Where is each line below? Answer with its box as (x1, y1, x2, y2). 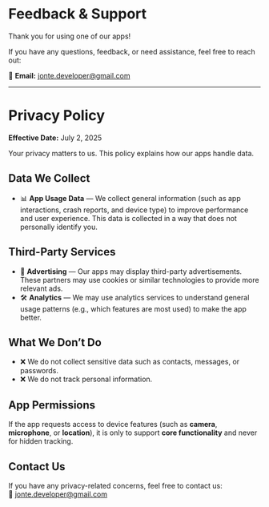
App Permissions (8, 398, 96, 412)
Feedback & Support (8, 5, 147, 23)
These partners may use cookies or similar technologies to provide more (19, 275, 259, 284)
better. (19, 312, 42, 322)
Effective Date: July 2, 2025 (8, 133, 102, 143)
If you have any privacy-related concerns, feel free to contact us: (8, 481, 223, 490)
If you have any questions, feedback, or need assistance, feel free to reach (8, 46, 255, 56)
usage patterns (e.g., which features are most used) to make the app (19, 304, 247, 313)
